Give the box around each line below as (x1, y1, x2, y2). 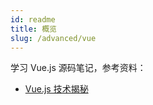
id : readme (10, 14, 56, 25)
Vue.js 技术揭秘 (24, 83, 89, 95)
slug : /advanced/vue (10, 33, 97, 43)
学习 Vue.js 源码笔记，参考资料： (10, 62, 147, 74)
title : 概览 (10, 24, 57, 34)
